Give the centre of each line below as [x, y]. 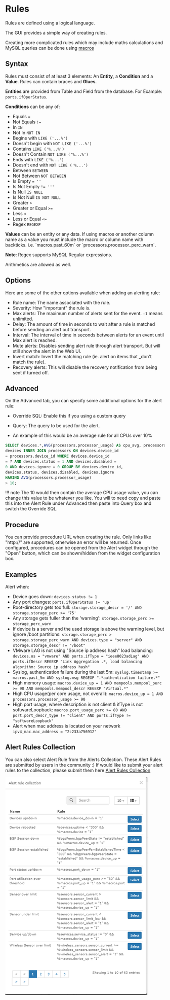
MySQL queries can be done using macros [50, 48]
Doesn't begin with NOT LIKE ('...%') [52, 143]
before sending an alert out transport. [52, 329]
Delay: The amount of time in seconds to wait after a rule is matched [84, 324]
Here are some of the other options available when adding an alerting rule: [83, 293]
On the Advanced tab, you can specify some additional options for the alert [83, 401]
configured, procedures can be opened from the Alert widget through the [82, 548]
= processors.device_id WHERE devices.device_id [57, 456]
